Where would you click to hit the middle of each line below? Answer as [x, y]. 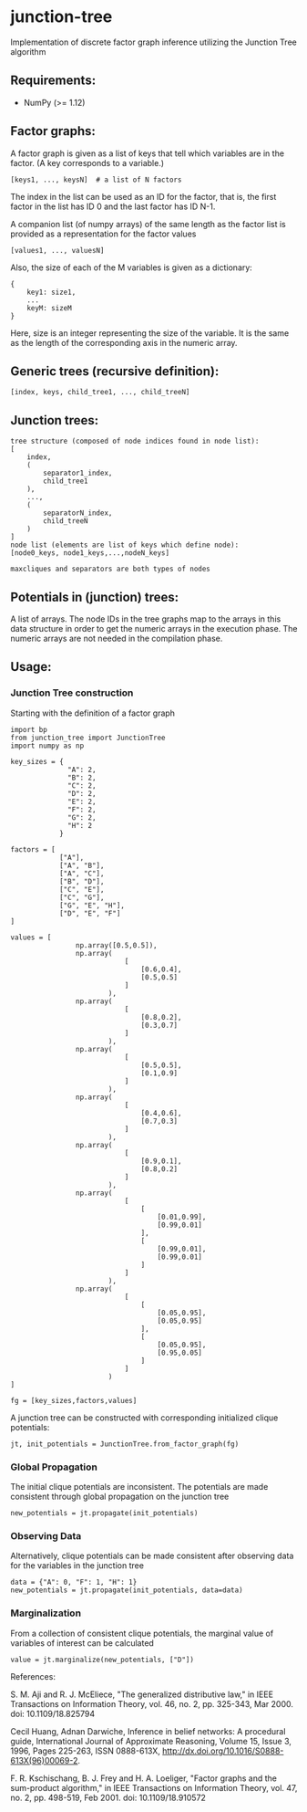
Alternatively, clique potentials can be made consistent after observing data [152, 1556]
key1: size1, [51, 292]
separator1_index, [78, 473]
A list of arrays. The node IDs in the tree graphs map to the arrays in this [146, 619]
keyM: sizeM [49, 308]
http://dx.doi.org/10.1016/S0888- [223, 1751]
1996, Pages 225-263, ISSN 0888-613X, [85, 1751]
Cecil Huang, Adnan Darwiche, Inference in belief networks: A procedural [148, 1731]
